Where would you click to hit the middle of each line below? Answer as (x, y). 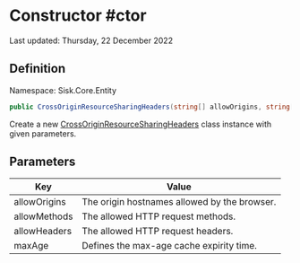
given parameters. (43, 133)
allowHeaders (43, 232)
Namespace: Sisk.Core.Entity (63, 90)
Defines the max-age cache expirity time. (170, 246)
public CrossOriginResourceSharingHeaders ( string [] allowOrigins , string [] (154, 107)
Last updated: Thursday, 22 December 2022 (91, 40)
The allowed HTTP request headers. (158, 232)
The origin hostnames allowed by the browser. (179, 202)
